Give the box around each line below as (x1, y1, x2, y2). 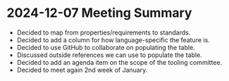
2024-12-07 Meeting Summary (6, 5, 192, 21)
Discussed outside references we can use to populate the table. (16, 51, 202, 59)
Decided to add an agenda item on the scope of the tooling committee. (16, 58, 223, 66)
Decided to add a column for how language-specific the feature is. (16, 35, 211, 44)
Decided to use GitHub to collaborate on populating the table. (16, 43, 195, 51)
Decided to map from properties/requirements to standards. (16, 28, 191, 37)
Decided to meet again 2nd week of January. (16, 66, 148, 74)
